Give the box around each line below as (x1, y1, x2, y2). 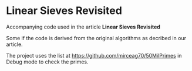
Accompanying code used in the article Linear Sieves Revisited (6, 23, 160, 30)
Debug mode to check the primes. (6, 58, 89, 65)
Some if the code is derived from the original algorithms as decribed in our (6, 34, 187, 41)
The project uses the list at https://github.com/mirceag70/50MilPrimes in (6, 52, 182, 59)
